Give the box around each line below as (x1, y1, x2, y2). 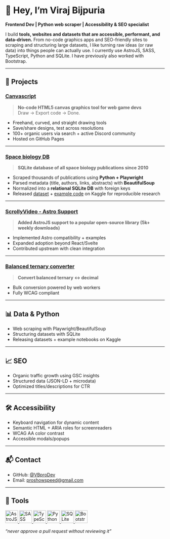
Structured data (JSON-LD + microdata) (12, 378, 96, 384)
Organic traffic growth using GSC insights (12, 373, 100, 379)
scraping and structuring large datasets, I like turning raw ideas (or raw (5, 42, 153, 48)
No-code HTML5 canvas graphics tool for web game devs (17, 104, 142, 111)
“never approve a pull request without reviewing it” (5, 528, 112, 534)
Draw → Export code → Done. (17, 110, 80, 116)
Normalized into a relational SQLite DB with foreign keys (12, 185, 131, 191)
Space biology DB (5, 153, 50, 160)
